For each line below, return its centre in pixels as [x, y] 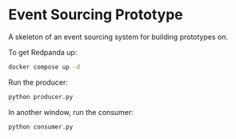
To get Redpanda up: [43, 52]
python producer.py [41, 97]
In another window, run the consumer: [71, 112]
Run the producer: [38, 82]
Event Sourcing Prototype [96, 15]
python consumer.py [41, 127]
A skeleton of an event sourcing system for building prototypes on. [118, 37]
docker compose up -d [44, 67]
